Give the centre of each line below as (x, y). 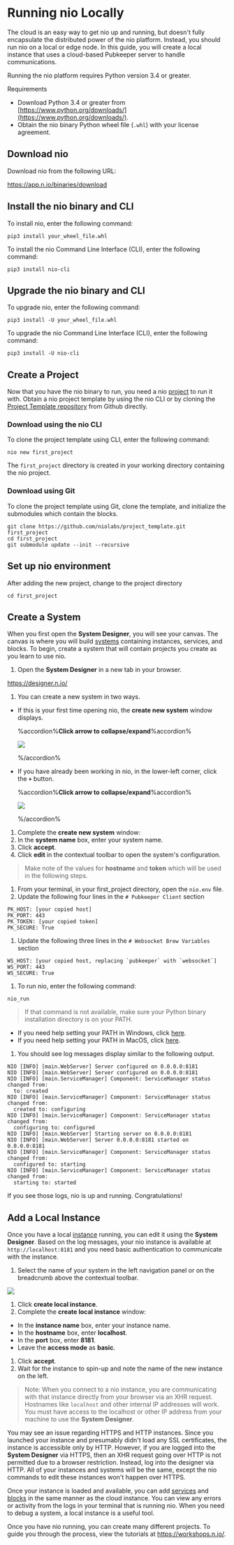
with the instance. (33, 1257)
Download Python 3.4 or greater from (71, 102)
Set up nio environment (59, 566)
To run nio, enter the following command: (76, 986)
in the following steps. (56, 876)
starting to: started (45, 1183)
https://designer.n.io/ (37, 683)
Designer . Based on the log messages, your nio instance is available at (109, 1242)
